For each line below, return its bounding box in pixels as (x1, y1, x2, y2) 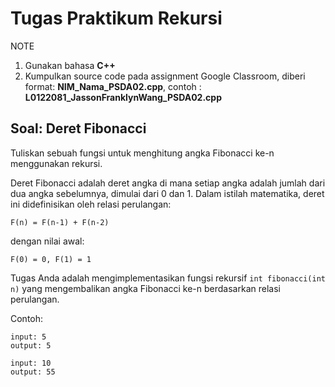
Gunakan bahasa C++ (24, 59, 116, 71)
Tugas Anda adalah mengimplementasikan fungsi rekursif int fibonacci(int (10, 272, 326, 284)
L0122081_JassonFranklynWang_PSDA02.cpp (24, 91, 222, 103)
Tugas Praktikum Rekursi (10, 7, 223, 30)
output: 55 (10, 367, 56, 377)
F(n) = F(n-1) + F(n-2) (10, 217, 110, 227)
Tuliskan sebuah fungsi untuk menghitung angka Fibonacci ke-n (10, 147, 275, 159)
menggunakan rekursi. (10, 157, 103, 169)
